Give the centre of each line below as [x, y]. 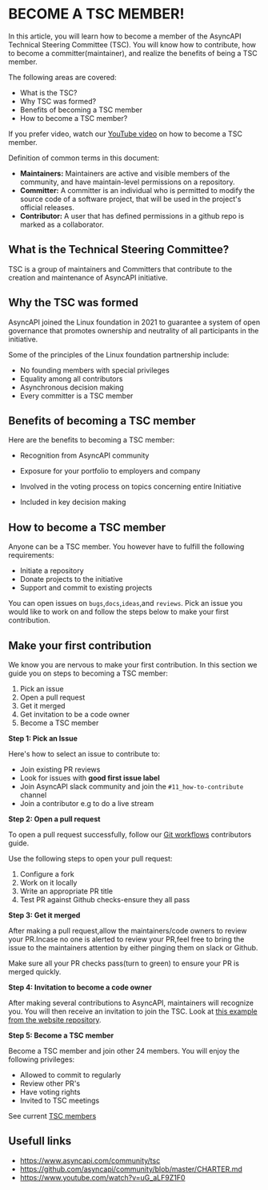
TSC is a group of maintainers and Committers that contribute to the [120, 268]
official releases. [47, 207]
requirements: [31, 555]
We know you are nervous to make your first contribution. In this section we [133, 665]
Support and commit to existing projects [86, 588]
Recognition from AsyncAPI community [84, 456]
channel [33, 795]
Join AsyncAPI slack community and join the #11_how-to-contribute [132, 787]
